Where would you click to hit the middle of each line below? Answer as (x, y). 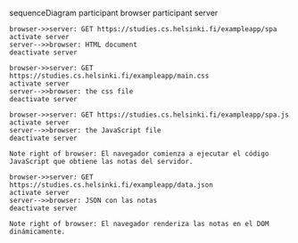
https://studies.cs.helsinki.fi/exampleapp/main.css (109, 76)
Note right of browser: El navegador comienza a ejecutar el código (139, 154)
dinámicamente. (37, 231)
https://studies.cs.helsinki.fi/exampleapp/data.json (112, 185)
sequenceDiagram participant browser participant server (114, 13)
